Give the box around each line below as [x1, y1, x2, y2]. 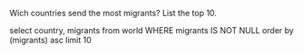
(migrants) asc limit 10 [9, 35, 93, 45]
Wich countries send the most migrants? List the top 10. [9, 8, 218, 18]
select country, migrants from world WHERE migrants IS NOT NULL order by [9, 25, 295, 35]
